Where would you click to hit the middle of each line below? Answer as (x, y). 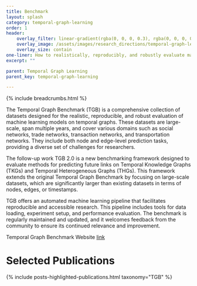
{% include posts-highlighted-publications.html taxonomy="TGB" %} (89, 277)
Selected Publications (61, 261)
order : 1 (17, 28)
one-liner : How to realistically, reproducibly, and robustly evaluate (95, 55)
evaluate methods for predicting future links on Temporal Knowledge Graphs (98, 165)
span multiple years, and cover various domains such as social (97, 128)
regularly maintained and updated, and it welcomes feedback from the (91, 220)
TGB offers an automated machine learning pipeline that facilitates (86, 201)
